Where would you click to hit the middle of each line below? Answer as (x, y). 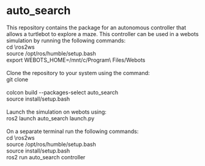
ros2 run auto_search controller (46, 157)
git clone (17, 79)
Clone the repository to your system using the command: (78, 73)
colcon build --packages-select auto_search (62, 92)
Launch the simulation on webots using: (57, 112)
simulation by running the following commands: (66, 40)
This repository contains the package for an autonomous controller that (96, 27)
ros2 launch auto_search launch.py (50, 118)
